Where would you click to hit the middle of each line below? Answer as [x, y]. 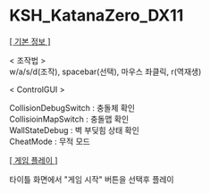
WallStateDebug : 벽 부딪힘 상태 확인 [75, 130]
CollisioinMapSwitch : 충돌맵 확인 [69, 119]
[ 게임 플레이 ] [34, 160]
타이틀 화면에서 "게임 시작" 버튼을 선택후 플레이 [92, 179]
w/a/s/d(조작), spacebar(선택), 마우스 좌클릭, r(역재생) [105, 71]
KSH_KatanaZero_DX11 [97, 16]
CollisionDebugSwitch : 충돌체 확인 [72, 107]
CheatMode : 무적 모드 [50, 141]
